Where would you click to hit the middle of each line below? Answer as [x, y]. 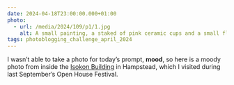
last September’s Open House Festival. [63, 75]
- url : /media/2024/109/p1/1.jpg [62, 26]
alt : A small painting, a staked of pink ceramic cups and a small [119, 33]
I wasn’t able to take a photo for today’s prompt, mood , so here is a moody [114, 59]
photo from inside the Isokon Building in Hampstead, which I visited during [114, 67]
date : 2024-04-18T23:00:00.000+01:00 [62, 14]
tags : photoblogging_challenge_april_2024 [70, 40]
